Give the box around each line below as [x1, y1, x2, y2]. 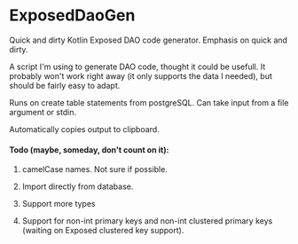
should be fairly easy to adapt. [9, 80, 121, 91]
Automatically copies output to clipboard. [9, 123, 160, 134]
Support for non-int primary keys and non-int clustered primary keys [21, 216, 273, 226]
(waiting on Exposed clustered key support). [21, 225, 184, 236]
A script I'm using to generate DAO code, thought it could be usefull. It [9, 61, 266, 72]
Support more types [21, 199, 96, 209]
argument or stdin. [9, 106, 77, 117]
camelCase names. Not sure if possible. [21, 164, 169, 175]
